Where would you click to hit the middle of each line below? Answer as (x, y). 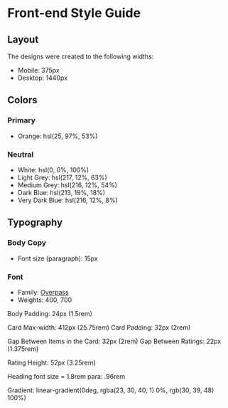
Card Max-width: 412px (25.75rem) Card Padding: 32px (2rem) (99, 327)
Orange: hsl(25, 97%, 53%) (58, 136)
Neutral (21, 155)
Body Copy (27, 243)
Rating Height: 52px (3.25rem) (51, 362)
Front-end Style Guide (74, 13)
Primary (21, 120)
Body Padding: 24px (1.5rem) (50, 313)
